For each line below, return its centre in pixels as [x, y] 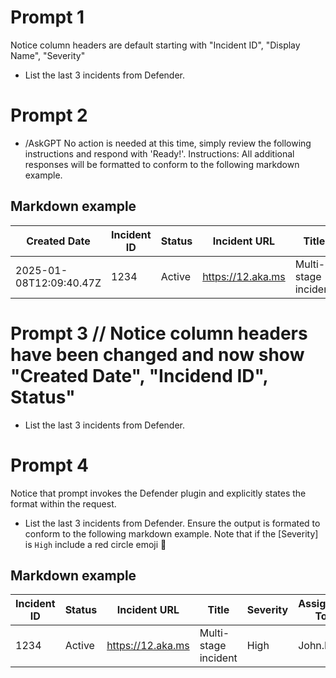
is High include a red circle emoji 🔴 [95, 544]
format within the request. [63, 503]
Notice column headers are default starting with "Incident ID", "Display [155, 45]
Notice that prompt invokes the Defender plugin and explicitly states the [158, 493]
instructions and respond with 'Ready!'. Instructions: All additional [159, 153]
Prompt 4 [50, 465]
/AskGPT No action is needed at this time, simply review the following [168, 143]
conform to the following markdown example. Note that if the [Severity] [171, 533]
